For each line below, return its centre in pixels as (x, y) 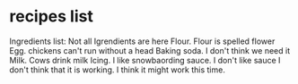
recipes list (52, 17)
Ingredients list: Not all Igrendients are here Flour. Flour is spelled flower (142, 41)
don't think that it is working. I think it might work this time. (118, 70)
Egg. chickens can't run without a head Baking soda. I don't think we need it (149, 50)
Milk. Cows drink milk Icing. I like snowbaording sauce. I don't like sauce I (145, 60)
